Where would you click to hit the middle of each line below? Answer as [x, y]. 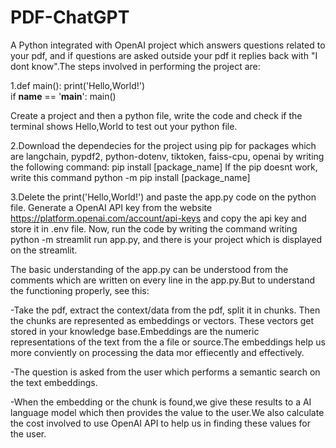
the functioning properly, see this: [80, 290]
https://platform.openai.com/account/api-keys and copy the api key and [158, 218]
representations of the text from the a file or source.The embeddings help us [168, 342]
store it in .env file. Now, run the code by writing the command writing [154, 228]
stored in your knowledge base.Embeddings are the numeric [135, 331]
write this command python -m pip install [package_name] [130, 177]
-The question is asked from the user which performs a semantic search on [165, 372]
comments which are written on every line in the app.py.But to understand [163, 280]
